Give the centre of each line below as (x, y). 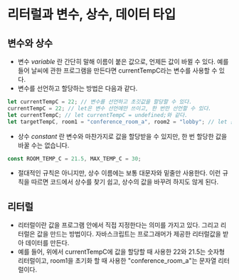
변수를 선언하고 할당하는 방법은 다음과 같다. (78, 88)
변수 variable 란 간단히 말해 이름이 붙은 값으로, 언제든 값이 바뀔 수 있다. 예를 (123, 62)
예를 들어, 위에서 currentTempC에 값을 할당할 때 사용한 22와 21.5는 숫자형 (121, 252)
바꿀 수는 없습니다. (43, 145)
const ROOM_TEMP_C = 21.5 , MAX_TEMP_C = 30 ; (74, 159)
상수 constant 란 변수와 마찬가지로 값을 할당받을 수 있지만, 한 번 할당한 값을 (122, 136)
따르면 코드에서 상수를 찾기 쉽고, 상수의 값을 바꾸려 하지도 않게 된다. (125, 182)
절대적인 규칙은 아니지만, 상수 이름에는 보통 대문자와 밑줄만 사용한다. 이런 (119, 173)
